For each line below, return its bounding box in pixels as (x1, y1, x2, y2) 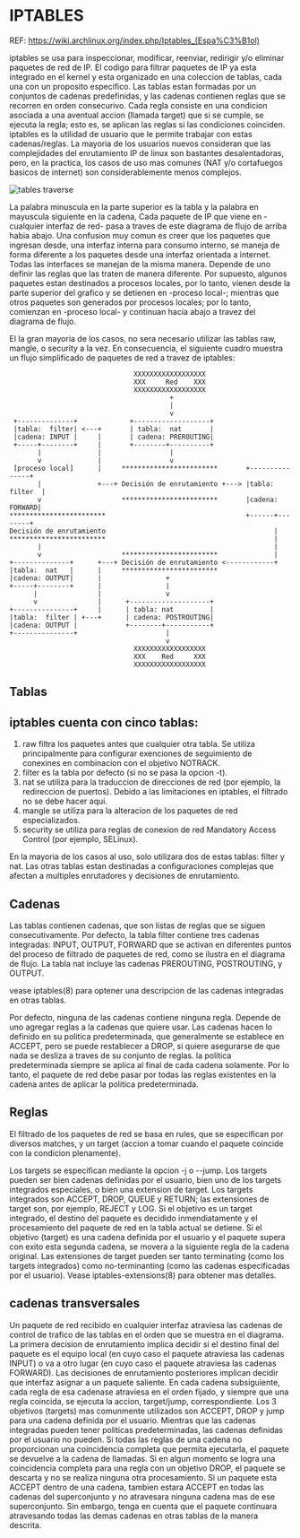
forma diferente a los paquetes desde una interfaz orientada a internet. (9, 248, 271, 260)
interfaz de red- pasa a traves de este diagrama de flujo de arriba (46, 221, 287, 231)
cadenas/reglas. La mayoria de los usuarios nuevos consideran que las (9, 138, 271, 149)
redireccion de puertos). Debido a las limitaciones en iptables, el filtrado (21, 786, 288, 797)
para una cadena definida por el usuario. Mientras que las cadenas (9, 1414, 257, 1426)
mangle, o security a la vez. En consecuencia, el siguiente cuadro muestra (9, 343, 284, 353)
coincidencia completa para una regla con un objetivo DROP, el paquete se (9, 1463, 286, 1473)
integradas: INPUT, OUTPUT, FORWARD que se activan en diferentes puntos (9, 939, 292, 950)
